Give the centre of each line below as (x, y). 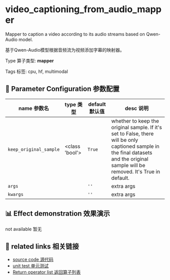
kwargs (16, 194)
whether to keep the (135, 121)
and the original (130, 159)
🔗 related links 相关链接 (42, 246)
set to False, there (133, 134)
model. (26, 39)
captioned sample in (135, 146)
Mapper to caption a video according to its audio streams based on (75, 34)
